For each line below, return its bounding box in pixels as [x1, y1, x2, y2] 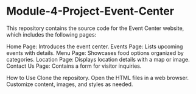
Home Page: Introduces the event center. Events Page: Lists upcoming [6, 43, 183, 50]
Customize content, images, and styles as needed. [6, 81, 133, 88]
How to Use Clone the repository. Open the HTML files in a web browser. [6, 74, 189, 81]
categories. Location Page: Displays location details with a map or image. [6, 56, 190, 63]
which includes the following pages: [6, 31, 97, 38]
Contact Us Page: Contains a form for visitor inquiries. [6, 62, 142, 70]
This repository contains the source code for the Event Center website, [6, 24, 184, 32]
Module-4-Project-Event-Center [6, 4, 175, 18]
